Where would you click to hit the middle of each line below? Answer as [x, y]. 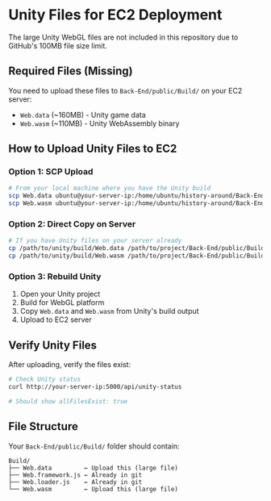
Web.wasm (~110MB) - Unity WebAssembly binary [100, 123]
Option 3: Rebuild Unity [55, 276]
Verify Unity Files [53, 345]
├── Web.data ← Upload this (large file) [94, 468]
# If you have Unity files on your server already [95, 241]
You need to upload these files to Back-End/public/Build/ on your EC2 [125, 90]
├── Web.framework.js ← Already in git [75, 475]
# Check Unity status [45, 380]
